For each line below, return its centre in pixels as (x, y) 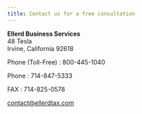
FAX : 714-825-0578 (36, 89)
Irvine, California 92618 (41, 48)
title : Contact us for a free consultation (71, 14)
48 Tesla (20, 41)
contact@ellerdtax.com (41, 103)
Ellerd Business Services (44, 34)
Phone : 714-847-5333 (40, 76)
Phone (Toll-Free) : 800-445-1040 (56, 62)
